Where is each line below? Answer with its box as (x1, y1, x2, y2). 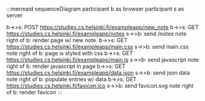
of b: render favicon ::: (6, 89, 63, 95)
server (6, 12, 23, 19)
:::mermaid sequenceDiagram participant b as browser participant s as (6, 6, 185, 12)
